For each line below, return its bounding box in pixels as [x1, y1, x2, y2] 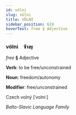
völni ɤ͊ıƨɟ [6, 43, 33, 50]
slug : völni [6, 12, 31, 17]
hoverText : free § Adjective [6, 26, 68, 32]
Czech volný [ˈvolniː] [6, 94, 48, 100]
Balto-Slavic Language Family [6, 104, 69, 110]
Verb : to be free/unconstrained [6, 65, 71, 71]
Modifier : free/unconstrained [6, 84, 68, 91]
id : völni [6, 7, 27, 13]
